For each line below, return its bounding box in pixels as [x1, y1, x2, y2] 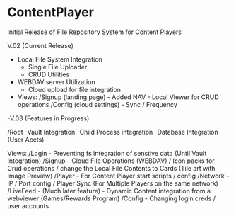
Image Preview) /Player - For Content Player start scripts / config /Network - [7, 171, 230, 180]
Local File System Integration [17, 55, 102, 64]
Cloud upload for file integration [28, 85, 122, 93]
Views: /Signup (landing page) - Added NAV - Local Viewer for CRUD [17, 93, 219, 101]
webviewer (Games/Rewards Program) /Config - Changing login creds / [7, 194, 216, 203]
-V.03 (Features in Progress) [7, 114, 90, 123]
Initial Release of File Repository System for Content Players [7, 28, 182, 36]
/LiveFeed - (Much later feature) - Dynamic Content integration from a [7, 186, 211, 195]
